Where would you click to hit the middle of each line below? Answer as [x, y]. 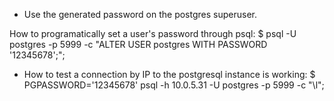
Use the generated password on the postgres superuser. [140, 14]
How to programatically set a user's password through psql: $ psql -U [153, 33]
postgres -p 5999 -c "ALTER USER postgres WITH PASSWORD [138, 44]
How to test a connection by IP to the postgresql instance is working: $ [169, 74]
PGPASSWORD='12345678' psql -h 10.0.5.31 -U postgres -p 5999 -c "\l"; [174, 85]
